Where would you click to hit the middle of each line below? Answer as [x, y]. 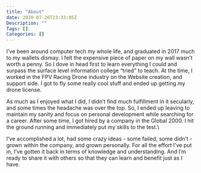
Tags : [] [17, 29]
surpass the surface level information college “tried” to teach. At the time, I [99, 71]
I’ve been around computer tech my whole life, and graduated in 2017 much [100, 51]
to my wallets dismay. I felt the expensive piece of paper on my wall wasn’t [99, 58]
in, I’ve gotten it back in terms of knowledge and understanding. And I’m [96, 152]
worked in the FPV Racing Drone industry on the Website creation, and [94, 77]
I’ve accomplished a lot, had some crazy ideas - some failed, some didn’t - [99, 139]
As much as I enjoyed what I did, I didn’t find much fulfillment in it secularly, [100, 102]
